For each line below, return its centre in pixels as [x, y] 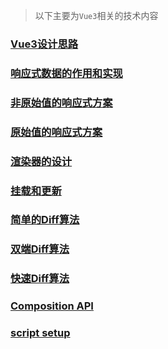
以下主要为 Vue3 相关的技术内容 [96, 15]
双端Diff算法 [40, 249]
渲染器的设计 [41, 161]
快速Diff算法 [40, 279]
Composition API [52, 306]
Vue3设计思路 [44, 44]
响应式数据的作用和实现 [66, 73]
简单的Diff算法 [45, 220]
